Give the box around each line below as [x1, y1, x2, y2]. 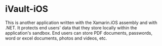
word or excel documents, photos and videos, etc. [5, 35, 107, 41]
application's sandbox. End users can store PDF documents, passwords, [5, 30, 153, 36]
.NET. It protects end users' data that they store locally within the [5, 24, 137, 30]
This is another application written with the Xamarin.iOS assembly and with [5, 20, 158, 25]
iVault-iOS [5, 3, 48, 15]
